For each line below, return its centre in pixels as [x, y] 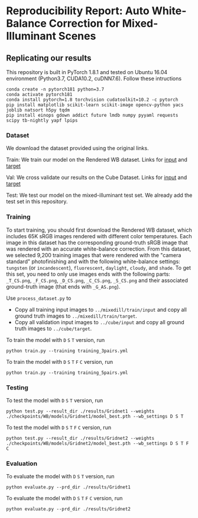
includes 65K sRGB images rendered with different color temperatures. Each [99, 236]
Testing [17, 388]
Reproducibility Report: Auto [78, 11]
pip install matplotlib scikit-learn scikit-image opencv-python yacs [95, 105]
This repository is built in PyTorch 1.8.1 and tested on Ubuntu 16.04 [87, 72]
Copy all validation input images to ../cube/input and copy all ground [99, 322]
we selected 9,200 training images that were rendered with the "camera [94, 255]
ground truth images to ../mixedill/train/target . [76, 316]
